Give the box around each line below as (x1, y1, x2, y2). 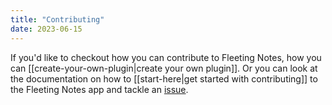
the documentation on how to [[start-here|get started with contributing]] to (10, 72, 318, 85)
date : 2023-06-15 (10, 24, 83, 34)
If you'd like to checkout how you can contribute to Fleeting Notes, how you (10, 51, 322, 63)
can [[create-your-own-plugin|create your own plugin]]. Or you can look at (10, 62, 318, 74)
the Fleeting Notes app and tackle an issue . (10, 83, 189, 95)
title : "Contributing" (10, 14, 105, 25)
